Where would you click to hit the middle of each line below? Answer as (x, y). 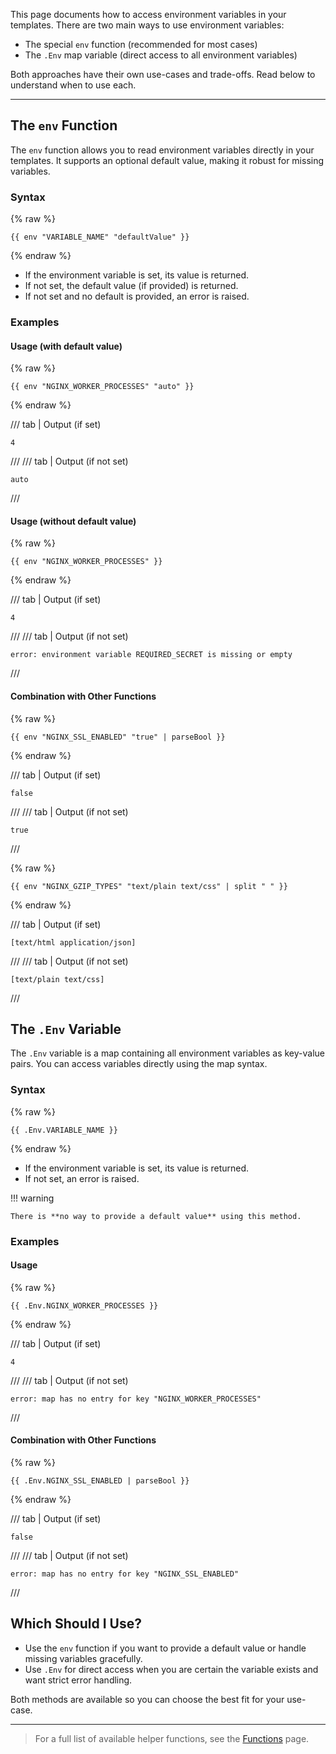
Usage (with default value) (66, 346)
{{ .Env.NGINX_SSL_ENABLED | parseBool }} (100, 1481)
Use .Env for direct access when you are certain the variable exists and (171, 1669)
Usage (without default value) (73, 521)
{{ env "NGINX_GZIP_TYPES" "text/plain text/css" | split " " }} (149, 886)
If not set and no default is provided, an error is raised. (137, 296)
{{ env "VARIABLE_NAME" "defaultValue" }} (100, 237)
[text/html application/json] (73, 942)
